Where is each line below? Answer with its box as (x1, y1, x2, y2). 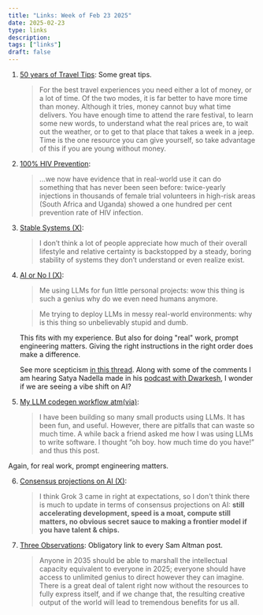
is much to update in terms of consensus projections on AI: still (39, 500, 245, 509)
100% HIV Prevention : (19, 159, 91, 168)
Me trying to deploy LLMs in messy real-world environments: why (39, 309, 253, 319)
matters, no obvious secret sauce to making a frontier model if (39, 517, 248, 526)
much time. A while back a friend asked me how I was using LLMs (39, 429, 254, 438)
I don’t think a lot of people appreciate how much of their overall (39, 238, 248, 248)
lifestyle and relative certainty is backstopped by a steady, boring (39, 247, 252, 256)
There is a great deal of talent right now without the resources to (39, 581, 249, 590)
